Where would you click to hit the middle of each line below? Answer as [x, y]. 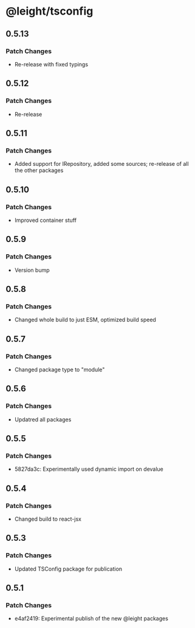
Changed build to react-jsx [48, 519]
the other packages [39, 170]
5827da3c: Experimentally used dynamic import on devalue [89, 469]
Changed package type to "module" [60, 369]
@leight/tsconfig [50, 11]
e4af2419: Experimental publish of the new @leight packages [91, 619]
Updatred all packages [43, 419]
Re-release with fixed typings [51, 64]
